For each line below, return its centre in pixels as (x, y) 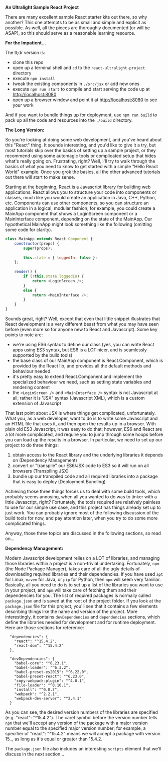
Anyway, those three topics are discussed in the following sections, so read (83, 533)
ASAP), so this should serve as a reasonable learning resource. (70, 33)
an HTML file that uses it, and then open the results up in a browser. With (81, 424)
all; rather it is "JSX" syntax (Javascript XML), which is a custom (78, 398)
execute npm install (34, 78)
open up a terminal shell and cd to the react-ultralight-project (79, 68)
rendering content (31, 387)
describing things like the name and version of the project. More (71, 612)
